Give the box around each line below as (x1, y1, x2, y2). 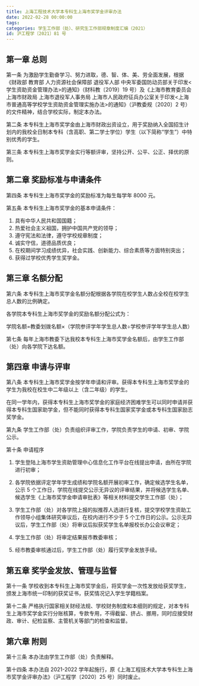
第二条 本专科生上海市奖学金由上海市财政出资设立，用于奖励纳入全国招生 (6, 121, 184, 128)
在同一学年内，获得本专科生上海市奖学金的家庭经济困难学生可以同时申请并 (6, 399, 188, 406)
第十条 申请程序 (6, 446, 44, 453)
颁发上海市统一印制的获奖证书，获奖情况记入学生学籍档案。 (6, 590, 152, 597)
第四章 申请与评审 (6, 362, 70, 372)
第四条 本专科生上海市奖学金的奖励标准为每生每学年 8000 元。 (6, 191, 159, 199)
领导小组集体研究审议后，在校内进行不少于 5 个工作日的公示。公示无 (20, 514, 187, 521)
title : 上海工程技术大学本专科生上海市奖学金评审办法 (6, 8, 122, 15)
